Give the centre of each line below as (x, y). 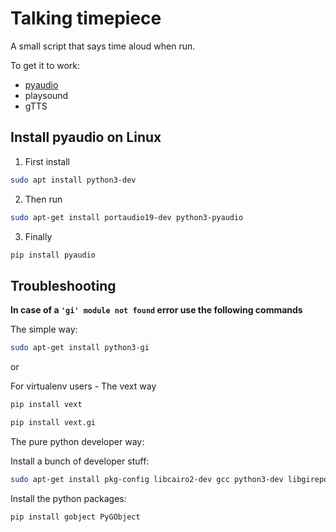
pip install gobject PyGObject (75, 517)
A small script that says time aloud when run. (103, 46)
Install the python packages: (68, 498)
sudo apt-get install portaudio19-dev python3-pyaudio (127, 217)
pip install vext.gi (53, 422)
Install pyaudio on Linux (86, 137)
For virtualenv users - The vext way (83, 386)
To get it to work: (45, 65)
